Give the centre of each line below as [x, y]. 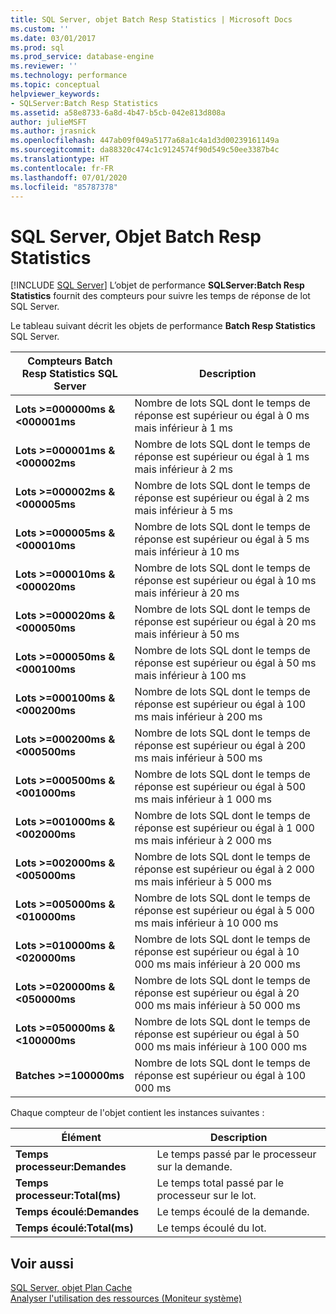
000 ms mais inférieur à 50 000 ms [217, 1006]
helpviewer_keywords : [55, 94]
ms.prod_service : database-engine [82, 57]
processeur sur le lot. [206, 1196]
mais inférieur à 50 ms [187, 634]
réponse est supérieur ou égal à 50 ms [225, 663]
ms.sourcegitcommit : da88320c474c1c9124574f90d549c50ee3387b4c [145, 150]
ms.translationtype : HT [60, 159]
